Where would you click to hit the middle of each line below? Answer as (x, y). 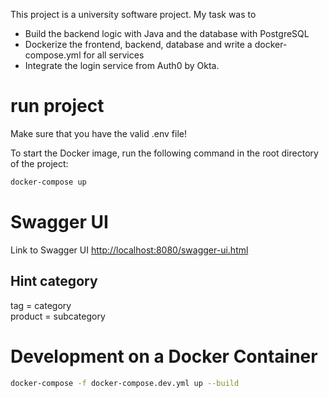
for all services (114, 55)
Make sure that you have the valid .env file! (98, 133)
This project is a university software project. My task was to (133, 14)
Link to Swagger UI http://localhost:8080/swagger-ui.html (129, 250)
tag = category (41, 305)
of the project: (39, 163)
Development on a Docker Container (164, 356)
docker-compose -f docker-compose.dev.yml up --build (125, 383)
